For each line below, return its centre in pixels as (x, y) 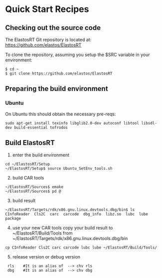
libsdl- (149, 123)
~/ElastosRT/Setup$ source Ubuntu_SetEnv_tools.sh (59, 168)
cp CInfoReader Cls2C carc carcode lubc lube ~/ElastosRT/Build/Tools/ (81, 247)
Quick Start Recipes (47, 9)
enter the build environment (41, 155)
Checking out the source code (53, 28)
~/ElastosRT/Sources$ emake (34, 187)
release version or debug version (46, 256)
